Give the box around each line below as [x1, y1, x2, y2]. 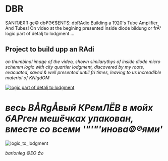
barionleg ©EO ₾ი [5, 150, 43, 156]
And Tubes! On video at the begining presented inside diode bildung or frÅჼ [5, 25, 161, 31]
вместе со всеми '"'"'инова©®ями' [5, 123, 163, 135]
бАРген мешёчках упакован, [5, 113, 134, 124]
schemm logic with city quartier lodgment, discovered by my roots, [5, 64, 145, 70]
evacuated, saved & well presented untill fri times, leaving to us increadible [5, 69, 161, 75]
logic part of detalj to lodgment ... [5, 30, 75, 36]
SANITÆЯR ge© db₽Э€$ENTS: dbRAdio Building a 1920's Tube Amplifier [5, 20, 158, 26]
